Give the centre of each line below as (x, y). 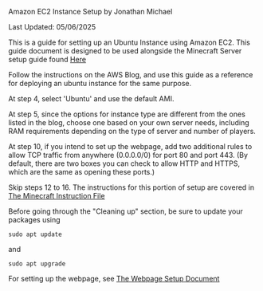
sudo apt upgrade (37, 264)
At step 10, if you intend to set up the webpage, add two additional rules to (130, 146)
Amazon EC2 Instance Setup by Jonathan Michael (90, 12)
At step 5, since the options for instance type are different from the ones (127, 114)
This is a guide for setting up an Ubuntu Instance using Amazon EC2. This (130, 42)
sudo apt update (35, 234)
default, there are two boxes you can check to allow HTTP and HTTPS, (124, 163)
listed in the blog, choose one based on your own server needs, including (129, 122)
